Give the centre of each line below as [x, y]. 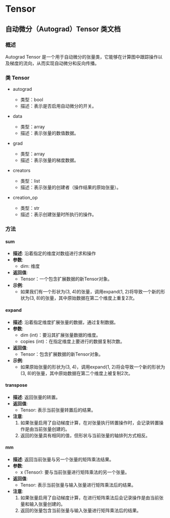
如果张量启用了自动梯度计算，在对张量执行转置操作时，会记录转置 [90, 423]
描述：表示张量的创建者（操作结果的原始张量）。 [71, 187]
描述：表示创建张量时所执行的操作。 [58, 214]
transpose [16, 385]
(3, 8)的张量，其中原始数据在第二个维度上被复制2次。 [77, 373]
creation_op [25, 198]
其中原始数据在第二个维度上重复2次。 [98, 298]
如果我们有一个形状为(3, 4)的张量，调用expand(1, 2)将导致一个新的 [90, 292]
